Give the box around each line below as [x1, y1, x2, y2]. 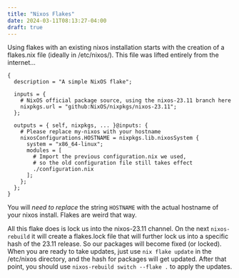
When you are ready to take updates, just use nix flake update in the [7, 247, 212, 256]
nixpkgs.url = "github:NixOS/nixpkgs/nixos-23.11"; [20, 103, 177, 110]
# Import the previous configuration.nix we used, [33, 153, 187, 160]
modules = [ [26, 147, 62, 154]
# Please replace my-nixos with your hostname [20, 128, 161, 135]
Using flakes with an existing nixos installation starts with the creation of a [7, 43, 225, 52]
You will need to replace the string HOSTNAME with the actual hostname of [7, 203, 219, 212]
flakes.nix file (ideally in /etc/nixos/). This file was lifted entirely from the [7, 51, 219, 59]
